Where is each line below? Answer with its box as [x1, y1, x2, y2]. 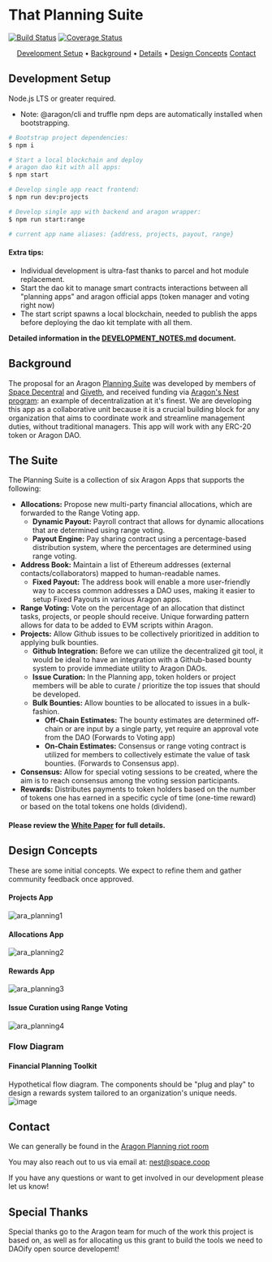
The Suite [8, 453, 58, 467]
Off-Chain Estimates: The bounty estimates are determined [44, 715, 245, 725]
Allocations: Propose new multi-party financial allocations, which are [19, 500, 253, 510]
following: [8, 484, 41, 493]
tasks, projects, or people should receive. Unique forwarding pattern [19, 612, 249, 622]
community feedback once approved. [8, 874, 134, 883]
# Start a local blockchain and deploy [8, 156, 144, 164]
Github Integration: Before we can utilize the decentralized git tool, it [32, 646, 264, 656]
